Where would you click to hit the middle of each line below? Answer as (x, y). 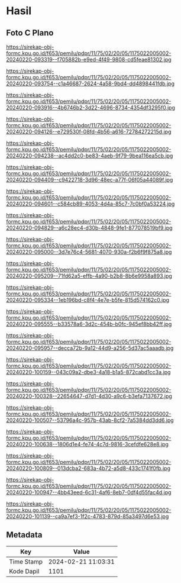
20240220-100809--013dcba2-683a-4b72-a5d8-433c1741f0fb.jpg (88, 468)
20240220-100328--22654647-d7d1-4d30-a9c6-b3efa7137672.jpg (89, 396)
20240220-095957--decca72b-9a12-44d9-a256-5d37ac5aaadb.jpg (90, 348)
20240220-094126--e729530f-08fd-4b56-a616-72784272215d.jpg (89, 132)
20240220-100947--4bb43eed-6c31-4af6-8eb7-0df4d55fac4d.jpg (89, 492)
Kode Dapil (24, 571)
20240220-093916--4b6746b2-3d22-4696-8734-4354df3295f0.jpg (91, 107)
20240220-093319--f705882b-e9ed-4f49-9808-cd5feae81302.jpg (89, 59)
